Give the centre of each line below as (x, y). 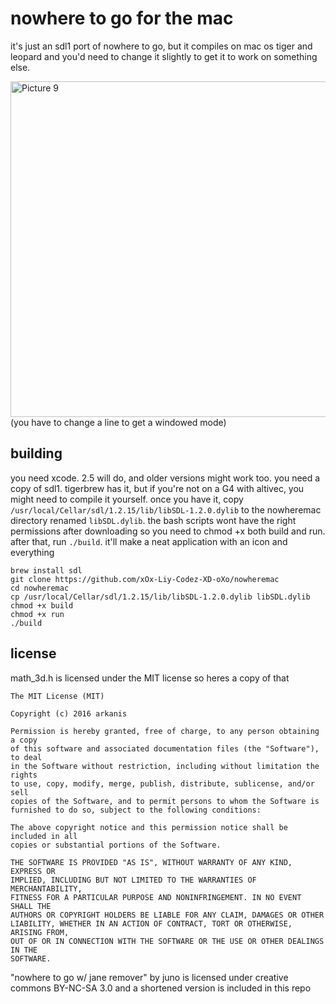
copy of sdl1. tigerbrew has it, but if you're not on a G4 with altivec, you (157, 488)
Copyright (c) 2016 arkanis (69, 713)
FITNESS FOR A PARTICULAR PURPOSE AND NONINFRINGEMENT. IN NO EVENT (156, 897)
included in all (44, 836)
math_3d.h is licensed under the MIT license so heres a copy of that (150, 678)
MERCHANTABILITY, (46, 888)
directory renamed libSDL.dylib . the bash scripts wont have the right (153, 520)
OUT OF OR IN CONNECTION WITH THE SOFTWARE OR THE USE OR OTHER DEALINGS (167, 941)
